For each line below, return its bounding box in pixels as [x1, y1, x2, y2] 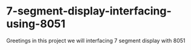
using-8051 [6, 17, 65, 31]
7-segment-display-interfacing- [6, 4, 172, 18]
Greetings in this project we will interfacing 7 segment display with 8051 [6, 37, 186, 44]
